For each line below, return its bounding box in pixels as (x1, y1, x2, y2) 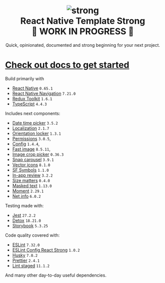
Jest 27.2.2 (12, 212, 36, 218)
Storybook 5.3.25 (12, 222, 48, 228)
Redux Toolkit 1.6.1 (12, 95, 53, 101)
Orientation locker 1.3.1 (12, 130, 62, 136)
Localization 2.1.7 (12, 125, 49, 131)
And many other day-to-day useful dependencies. (5, 272, 107, 278)
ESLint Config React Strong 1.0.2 (12, 247, 80, 253)
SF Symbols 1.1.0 (12, 167, 49, 173)
